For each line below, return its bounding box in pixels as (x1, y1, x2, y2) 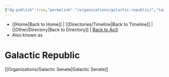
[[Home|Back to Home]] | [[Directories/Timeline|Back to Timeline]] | (12, 21, 153, 27)
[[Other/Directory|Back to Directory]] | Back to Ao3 (12, 26, 118, 33)
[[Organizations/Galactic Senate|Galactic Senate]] (5, 66, 109, 72)
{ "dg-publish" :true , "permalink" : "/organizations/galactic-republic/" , (5, 7, 156, 13)
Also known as (12, 32, 43, 38)
